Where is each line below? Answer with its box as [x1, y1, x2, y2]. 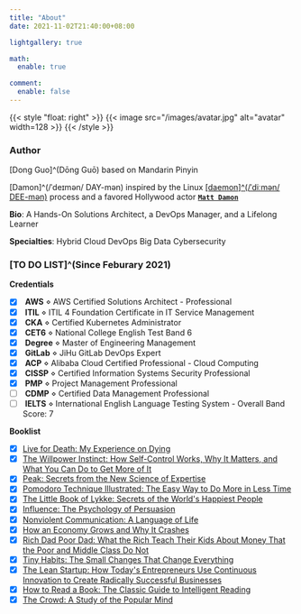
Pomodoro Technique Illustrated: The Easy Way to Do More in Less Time [22, 483, 292, 494]
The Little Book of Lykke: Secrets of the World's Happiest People [22, 493, 263, 505]
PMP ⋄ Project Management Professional [24, 378, 178, 389]
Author [9, 143, 41, 156]
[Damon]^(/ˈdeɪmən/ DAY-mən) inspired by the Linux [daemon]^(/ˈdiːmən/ [9, 182, 280, 193]
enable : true [17, 62, 67, 72]
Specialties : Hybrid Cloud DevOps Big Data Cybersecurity [9, 236, 227, 247]
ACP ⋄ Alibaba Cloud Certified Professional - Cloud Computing [24, 357, 260, 368]
